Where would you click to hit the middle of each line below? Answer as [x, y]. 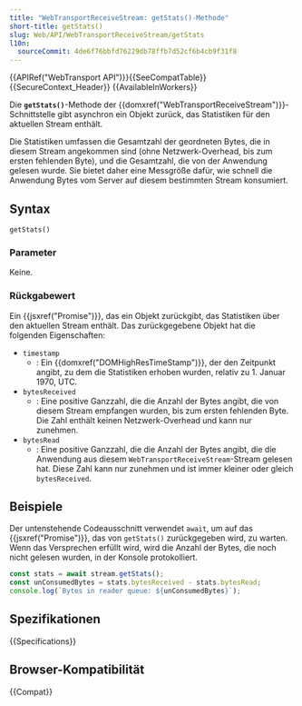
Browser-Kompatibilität [77, 670]
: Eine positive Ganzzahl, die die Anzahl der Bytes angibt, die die [156, 449]
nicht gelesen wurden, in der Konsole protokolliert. [103, 557]
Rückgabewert [42, 296]
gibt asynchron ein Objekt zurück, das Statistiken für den [164, 114]
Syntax [30, 209]
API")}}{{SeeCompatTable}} [155, 77]
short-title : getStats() [56, 26]
